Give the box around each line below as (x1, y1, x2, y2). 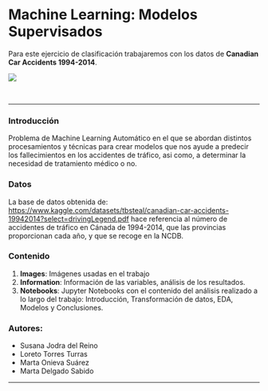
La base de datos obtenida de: (8, 197, 108, 207)
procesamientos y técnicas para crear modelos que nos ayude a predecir (8, 142, 249, 152)
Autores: (8, 322, 43, 334)
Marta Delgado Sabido (19, 366, 94, 376)
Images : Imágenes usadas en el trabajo (19, 269, 150, 278)
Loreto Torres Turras (19, 350, 88, 359)
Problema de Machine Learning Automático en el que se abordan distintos (8, 133, 252, 143)
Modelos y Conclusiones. (19, 302, 104, 312)
